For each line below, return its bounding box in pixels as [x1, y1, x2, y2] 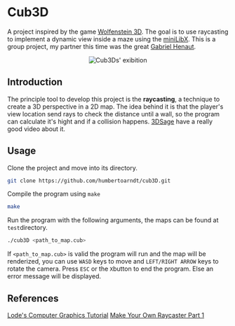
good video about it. [7, 124, 65, 133]
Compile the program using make [7, 190, 100, 198]
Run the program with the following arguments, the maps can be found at [7, 216, 219, 224]
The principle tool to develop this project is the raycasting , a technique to [7, 95, 220, 103]
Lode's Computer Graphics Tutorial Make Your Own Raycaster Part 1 [7, 311, 205, 319]
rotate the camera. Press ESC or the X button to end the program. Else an [7, 264, 214, 273]
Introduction [7, 76, 63, 88]
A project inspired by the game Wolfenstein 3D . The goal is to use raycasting [7, 27, 229, 36]
